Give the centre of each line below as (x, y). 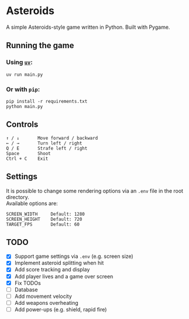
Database (26, 290)
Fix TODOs (28, 283)
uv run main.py (25, 75)
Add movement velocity (43, 296)
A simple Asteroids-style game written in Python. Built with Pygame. (88, 27)
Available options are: (32, 203)
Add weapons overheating (47, 303)
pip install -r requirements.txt (47, 101)
